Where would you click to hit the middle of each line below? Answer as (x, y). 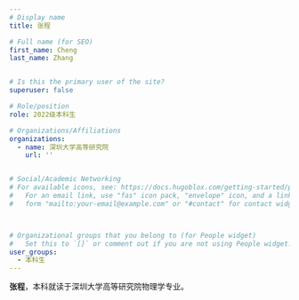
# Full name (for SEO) (51, 42)
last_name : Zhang (41, 59)
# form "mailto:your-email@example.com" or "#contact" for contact (141, 204)
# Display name (37, 17)
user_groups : (33, 252)
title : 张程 (30, 26)
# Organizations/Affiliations (65, 130)
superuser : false (41, 91)
